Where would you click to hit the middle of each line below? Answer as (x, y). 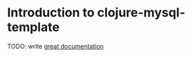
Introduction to (51, 13)
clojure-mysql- (141, 13)
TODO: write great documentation (55, 46)
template (34, 27)
